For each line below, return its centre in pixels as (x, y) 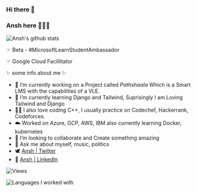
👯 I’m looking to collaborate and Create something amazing (87, 138)
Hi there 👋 (21, 10)
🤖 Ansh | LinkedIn (36, 159)
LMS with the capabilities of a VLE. (57, 91)
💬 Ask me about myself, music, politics (62, 144)
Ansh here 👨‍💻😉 (28, 25)
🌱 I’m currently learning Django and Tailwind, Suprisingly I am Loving (99, 97)
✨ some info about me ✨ (36, 73)
